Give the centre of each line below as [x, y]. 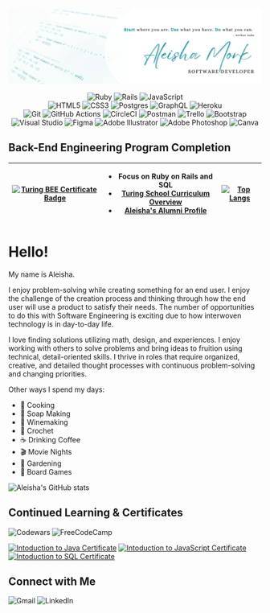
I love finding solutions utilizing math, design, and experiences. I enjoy [125, 339]
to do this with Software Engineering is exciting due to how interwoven [125, 315]
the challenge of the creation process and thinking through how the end [127, 298]
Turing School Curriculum [166, 194]
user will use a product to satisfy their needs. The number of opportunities [131, 306]
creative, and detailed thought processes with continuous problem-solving [132, 365]
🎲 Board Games [46, 471]
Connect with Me [52, 582]
